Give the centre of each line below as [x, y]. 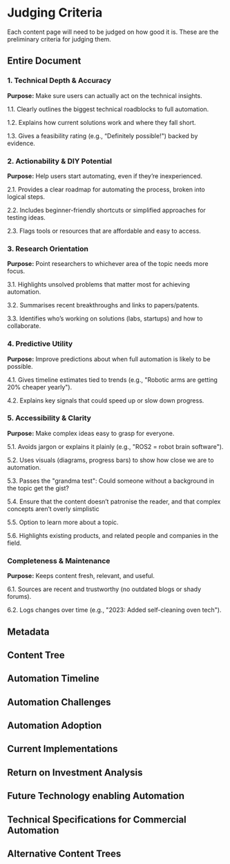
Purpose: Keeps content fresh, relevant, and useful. [81, 576]
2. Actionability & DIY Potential [60, 161]
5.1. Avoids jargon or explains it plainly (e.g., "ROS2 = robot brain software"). [115, 446]
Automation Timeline [54, 679]
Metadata [28, 632]
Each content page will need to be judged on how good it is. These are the [113, 32]
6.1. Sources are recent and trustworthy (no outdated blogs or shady [104, 589]
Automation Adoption [55, 726]
